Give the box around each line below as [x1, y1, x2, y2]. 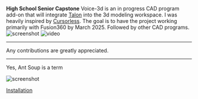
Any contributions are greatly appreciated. [6, 47, 109, 54]
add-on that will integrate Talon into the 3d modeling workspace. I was [6, 11, 178, 18]
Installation [6, 87, 33, 94]
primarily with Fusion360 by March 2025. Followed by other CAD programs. [6, 24, 190, 31]
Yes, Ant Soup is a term [6, 64, 63, 71]
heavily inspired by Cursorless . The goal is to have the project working [6, 18, 177, 24]
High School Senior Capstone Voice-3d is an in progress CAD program [6, 5, 180, 12]
